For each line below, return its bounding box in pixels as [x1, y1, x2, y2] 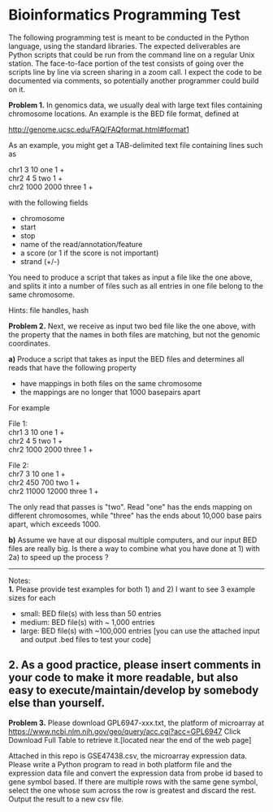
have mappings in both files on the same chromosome [19, 378, 202, 388]
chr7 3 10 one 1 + [8, 469, 67, 479]
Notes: [8, 575, 31, 585]
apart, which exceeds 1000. [8, 519, 102, 529]
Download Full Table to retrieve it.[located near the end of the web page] [8, 735, 252, 745]
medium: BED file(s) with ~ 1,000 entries [19, 617, 155, 627]
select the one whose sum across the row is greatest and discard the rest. [8, 785, 257, 795]
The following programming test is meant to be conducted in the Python [8, 33, 249, 42]
